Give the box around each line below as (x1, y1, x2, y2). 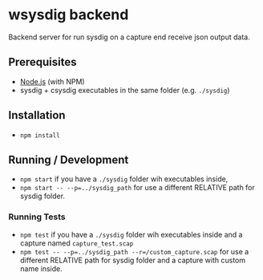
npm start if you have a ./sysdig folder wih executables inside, (19, 174, 229, 184)
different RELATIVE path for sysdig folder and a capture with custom (19, 255, 246, 265)
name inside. (19, 263, 63, 274)
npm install (19, 131, 60, 140)
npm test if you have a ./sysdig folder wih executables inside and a (19, 229, 243, 239)
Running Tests (8, 211, 66, 222)
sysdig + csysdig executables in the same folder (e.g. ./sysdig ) (19, 85, 230, 95)
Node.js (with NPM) (19, 76, 86, 86)
